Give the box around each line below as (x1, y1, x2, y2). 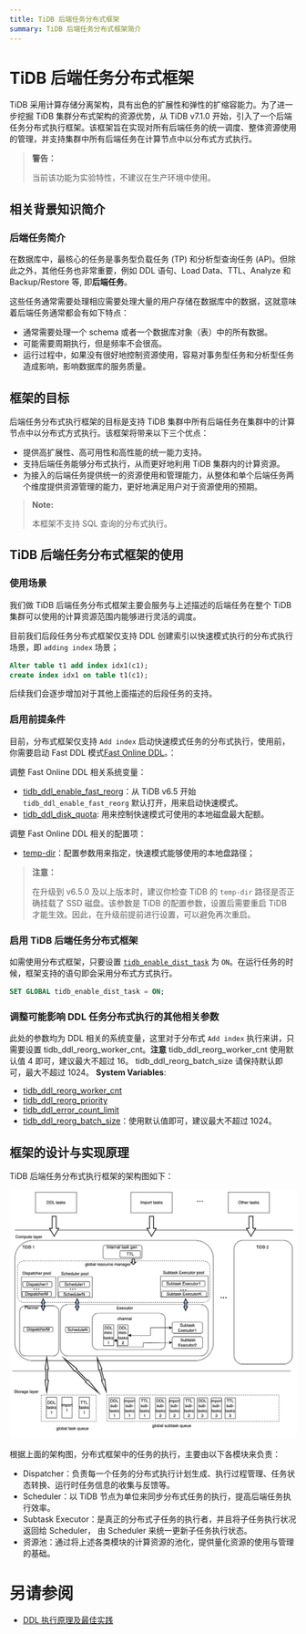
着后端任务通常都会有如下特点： (9, 307, 129, 318)
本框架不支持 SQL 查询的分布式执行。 (31, 518, 173, 529)
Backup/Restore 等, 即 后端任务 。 (9, 276, 132, 287)
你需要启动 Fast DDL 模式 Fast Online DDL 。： (9, 747, 177, 758)
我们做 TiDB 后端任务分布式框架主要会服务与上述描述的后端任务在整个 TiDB (9, 599, 292, 610)
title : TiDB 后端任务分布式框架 (9, 15, 120, 24)
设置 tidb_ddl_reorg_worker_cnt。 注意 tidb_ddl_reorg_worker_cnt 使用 (25, 1044, 287, 1055)
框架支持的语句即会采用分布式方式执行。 (25, 967, 178, 978)
